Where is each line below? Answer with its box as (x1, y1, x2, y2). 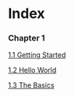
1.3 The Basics (8, 81, 55, 90)
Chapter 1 (8, 33, 45, 44)
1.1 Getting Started (8, 50, 66, 59)
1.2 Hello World (8, 66, 57, 75)
